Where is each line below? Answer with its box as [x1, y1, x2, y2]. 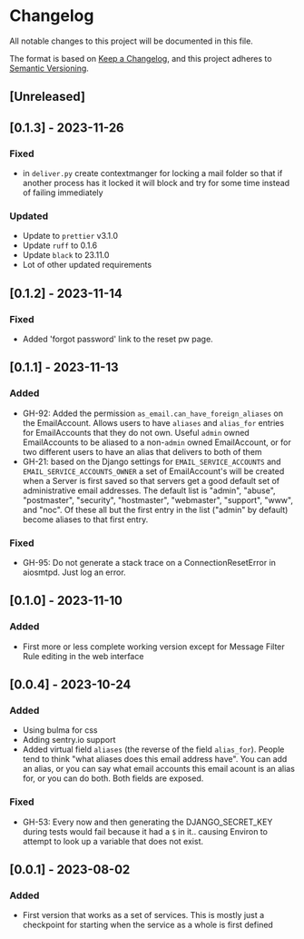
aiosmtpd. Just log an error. [22, 567, 126, 578]
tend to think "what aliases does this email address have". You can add [22, 754, 288, 765]
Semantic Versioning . [9, 63, 89, 74]
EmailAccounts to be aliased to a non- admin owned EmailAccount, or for [22, 437, 292, 448]
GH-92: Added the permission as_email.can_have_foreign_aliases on [22, 408, 284, 419]
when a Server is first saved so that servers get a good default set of [22, 475, 279, 486]
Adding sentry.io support [22, 735, 116, 746]
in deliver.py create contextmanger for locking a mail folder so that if [22, 168, 283, 179]
